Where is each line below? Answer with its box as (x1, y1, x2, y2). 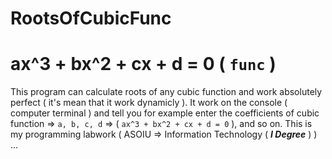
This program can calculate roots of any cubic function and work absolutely (10, 86, 323, 98)
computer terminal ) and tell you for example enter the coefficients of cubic (10, 107, 320, 119)
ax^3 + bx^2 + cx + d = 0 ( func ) (10, 53, 277, 76)
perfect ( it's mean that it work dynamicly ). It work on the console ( (10, 97, 288, 109)
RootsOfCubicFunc (10, 7, 172, 30)
